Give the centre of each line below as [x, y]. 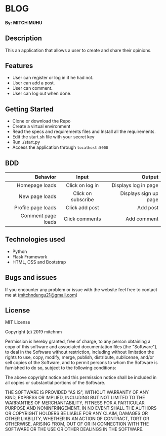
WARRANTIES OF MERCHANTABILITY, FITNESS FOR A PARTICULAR [75, 403]
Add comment [142, 219]
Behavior [46, 177]
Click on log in [82, 186]
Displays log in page [135, 186]
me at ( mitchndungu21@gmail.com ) [41, 295]
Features [19, 66]
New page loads [38, 196]
